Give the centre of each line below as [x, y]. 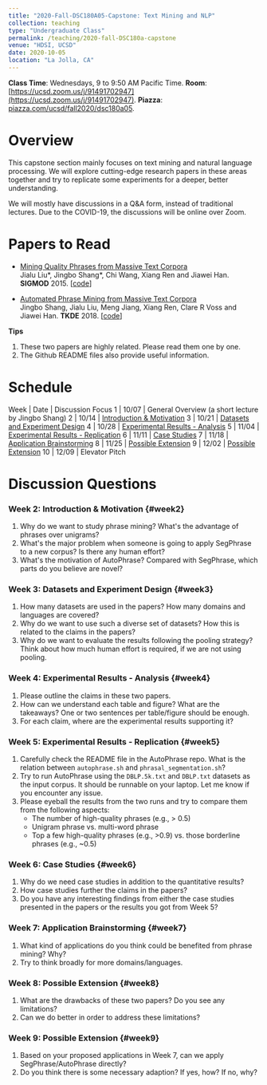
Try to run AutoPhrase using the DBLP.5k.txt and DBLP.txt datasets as [135, 776]
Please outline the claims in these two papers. [95, 696]
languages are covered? [59, 615]
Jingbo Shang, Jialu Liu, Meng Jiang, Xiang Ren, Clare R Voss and [128, 307]
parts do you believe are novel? [71, 569]
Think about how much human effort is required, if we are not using [130, 649]
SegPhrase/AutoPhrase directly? [73, 1064]
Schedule [41, 387]
